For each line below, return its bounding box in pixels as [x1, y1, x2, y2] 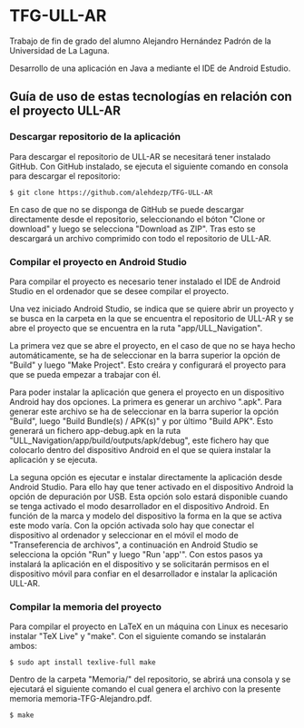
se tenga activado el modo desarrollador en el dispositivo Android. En [9, 500, 270, 511]
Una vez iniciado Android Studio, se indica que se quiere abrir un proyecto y [9, 303, 295, 314]
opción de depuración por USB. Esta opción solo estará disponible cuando [9, 491, 289, 502]
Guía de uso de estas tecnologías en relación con [9, 89, 292, 104]
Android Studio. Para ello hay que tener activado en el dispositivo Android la [9, 481, 294, 492]
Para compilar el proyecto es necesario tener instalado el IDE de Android [9, 276, 281, 287]
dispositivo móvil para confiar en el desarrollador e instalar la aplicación [9, 568, 279, 579]
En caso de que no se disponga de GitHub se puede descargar [9, 203, 245, 214]
